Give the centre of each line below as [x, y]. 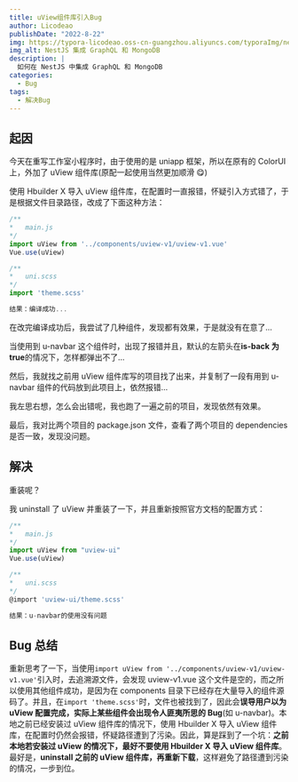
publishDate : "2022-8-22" [57, 34]
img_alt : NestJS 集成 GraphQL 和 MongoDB [85, 51]
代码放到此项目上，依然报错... [114, 387]
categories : [31, 76]
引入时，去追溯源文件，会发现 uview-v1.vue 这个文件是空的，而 [153, 680]
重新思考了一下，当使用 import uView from [86, 668]
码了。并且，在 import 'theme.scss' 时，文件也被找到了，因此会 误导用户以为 [148, 702]
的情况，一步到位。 [44, 769]
